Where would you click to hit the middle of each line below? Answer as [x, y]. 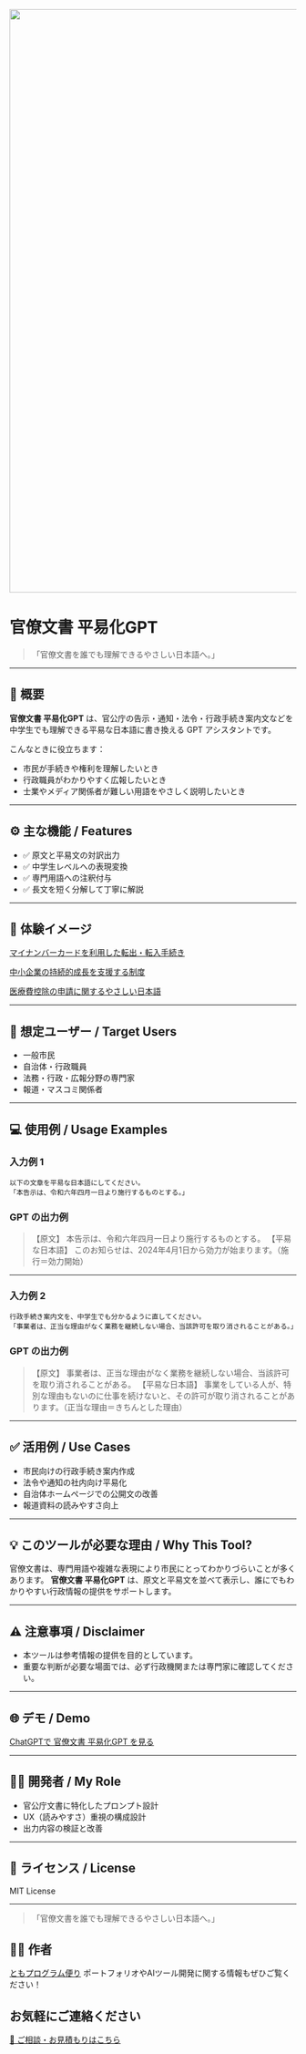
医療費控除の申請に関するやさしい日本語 [85, 991]
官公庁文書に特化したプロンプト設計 [91, 1805]
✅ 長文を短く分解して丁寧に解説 [83, 889]
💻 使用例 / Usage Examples [89, 1129]
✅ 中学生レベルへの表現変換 [75, 866]
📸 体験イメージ [51, 929]
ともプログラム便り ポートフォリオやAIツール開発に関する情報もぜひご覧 [146, 1973]
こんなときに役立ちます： [57, 748]
